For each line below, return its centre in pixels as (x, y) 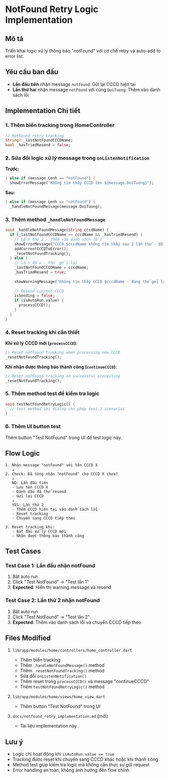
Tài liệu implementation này (48, 726)
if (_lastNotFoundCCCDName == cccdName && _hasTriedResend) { (76, 235)
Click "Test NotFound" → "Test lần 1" (51, 582)
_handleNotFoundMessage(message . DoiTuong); (56, 207)
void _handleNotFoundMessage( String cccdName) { (57, 230)
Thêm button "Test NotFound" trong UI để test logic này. (64, 437)
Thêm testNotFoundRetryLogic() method (62, 687)
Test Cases (23, 551)
